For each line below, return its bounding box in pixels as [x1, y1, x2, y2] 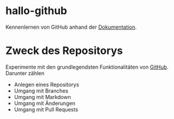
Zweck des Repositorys [5, 44, 123, 57]
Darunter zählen [5, 69, 45, 77]
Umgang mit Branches [14, 87, 69, 94]
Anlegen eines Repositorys [14, 81, 79, 88]
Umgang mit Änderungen [14, 100, 76, 107]
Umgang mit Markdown [14, 93, 71, 100]
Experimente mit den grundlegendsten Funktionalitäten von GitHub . [5, 63, 169, 70]
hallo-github [5, 4, 68, 18]
